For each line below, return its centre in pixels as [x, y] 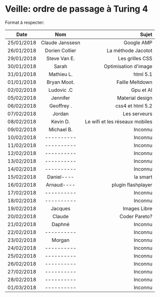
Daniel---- [60, 177]
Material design [135, 98]
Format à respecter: [25, 22]
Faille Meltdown [134, 82]
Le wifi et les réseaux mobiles [119, 122]
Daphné [61, 224]
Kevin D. [61, 122]
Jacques [61, 209]
